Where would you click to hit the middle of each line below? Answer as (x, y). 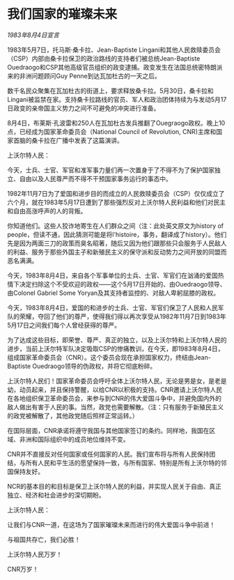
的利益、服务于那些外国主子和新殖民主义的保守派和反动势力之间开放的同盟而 (117, 252)
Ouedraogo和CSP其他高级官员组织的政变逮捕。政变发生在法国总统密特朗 (112, 67)
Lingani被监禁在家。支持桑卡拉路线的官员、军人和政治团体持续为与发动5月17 (117, 99)
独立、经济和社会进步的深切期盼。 (56, 495)
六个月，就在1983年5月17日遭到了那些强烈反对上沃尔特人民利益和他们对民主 (117, 202)
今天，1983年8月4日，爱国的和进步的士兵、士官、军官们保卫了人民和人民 (112, 307)
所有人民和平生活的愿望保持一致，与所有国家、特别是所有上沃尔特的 (123, 463)
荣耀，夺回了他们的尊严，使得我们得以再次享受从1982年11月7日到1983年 (123, 316)
